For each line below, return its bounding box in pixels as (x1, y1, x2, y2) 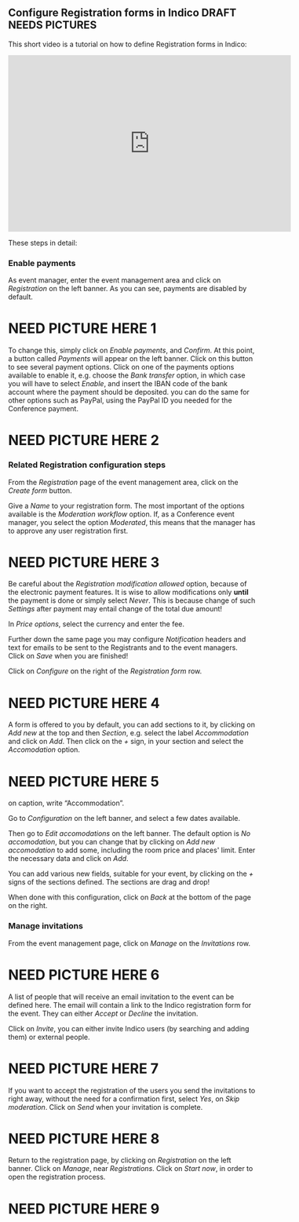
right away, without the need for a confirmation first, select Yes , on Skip (8, 1094, 240, 1103)
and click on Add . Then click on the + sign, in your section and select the (8, 737, 244, 746)
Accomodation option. (8, 745, 81, 754)
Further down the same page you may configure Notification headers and (8, 635, 246, 644)
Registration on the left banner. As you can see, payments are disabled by (8, 284, 247, 294)
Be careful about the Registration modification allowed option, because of (8, 579, 247, 589)
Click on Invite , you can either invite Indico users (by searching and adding (8, 1023, 250, 1033)
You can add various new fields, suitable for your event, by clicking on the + (8, 869, 253, 878)
